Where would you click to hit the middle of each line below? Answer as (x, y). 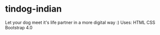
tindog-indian (34, 9)
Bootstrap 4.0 (19, 27)
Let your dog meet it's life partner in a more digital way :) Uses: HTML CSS (80, 22)
